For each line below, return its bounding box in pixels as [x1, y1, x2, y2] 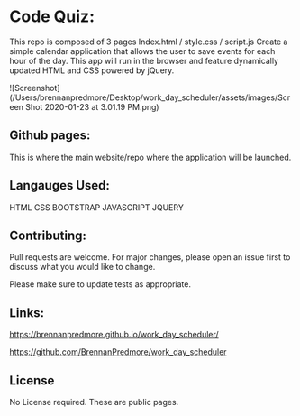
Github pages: [9, 128, 91, 143]
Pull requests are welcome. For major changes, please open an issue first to [9, 252, 291, 263]
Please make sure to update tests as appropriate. [9, 279, 192, 290]
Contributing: [9, 227, 87, 243]
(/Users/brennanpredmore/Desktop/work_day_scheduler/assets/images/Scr [9, 92, 291, 103]
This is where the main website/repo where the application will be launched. [9, 152, 292, 162]
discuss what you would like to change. [9, 262, 156, 273]
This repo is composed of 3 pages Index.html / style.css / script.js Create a [9, 36, 288, 47]
